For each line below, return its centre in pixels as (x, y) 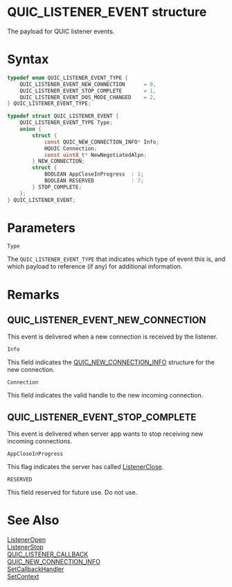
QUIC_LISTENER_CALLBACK (48, 554)
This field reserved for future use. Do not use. (72, 493)
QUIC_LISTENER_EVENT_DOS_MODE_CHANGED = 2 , (88, 97)
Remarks (34, 295)
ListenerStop (25, 547)
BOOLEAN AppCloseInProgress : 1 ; (94, 174)
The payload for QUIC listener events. (61, 31)
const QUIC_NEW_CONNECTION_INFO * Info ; (101, 142)
